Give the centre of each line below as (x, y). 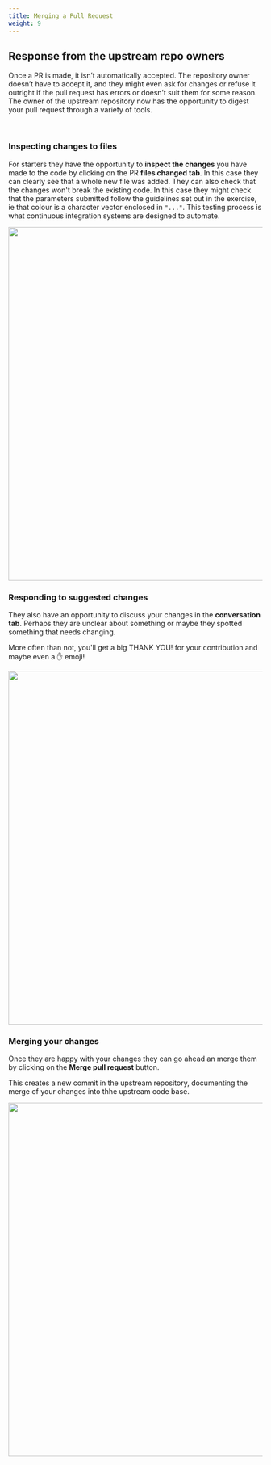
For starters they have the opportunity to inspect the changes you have (128, 164)
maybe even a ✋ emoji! (47, 656)
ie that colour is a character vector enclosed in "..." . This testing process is (135, 207)
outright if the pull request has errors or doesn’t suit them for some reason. (133, 93)
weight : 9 (25, 23)
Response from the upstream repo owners (117, 56)
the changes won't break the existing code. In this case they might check (130, 190)
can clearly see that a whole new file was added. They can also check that (132, 181)
